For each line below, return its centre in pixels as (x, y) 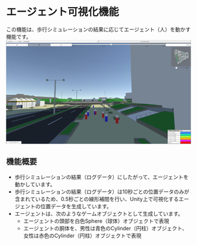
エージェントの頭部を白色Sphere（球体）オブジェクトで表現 (96, 221)
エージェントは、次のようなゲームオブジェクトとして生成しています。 (99, 213)
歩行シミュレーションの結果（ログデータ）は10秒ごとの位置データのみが (102, 192)
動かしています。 (35, 184)
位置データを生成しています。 (76, 206)
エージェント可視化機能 (62, 12)
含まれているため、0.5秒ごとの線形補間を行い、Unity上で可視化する (96, 199)
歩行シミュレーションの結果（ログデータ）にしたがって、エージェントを (101, 177)
